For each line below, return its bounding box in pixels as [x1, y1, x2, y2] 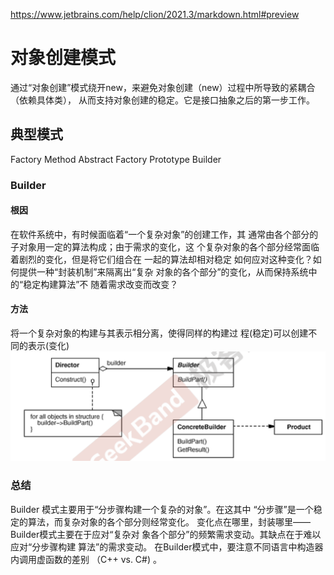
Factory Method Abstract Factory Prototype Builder [10, 153, 222, 165]
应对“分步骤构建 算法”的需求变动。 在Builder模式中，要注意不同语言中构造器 [10, 540, 324, 553]
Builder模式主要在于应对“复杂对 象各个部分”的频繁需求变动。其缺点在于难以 [10, 528, 322, 540]
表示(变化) [27, 340, 70, 352]
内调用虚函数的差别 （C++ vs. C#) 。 [10, 553, 162, 565]
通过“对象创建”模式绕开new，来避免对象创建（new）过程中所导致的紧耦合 [10, 81, 316, 93]
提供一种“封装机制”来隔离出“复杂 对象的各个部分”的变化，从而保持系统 [18, 265, 309, 278]
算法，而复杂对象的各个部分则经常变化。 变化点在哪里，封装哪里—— [27, 515, 311, 528]
